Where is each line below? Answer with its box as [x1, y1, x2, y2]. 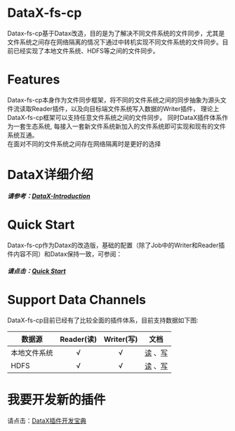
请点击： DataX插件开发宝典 [7, 416, 87, 425]
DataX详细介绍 [7, 167, 93, 183]
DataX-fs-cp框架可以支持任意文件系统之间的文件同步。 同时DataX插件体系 [7, 113, 222, 121]
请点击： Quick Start [7, 267, 67, 275]
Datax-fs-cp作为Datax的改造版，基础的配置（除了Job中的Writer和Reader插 [7, 241, 225, 249]
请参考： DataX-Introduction [7, 192, 90, 200]
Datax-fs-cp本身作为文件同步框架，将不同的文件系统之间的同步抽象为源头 [7, 95, 221, 104]
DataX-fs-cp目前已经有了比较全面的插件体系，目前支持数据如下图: [7, 316, 199, 324]
